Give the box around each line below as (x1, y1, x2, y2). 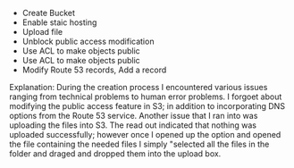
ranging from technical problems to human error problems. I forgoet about (9, 91, 282, 102)
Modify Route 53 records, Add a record (21, 64, 167, 75)
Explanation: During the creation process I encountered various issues (9, 82, 268, 92)
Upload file (21, 27, 63, 37)
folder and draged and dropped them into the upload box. (9, 148, 222, 159)
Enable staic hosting (21, 17, 97, 28)
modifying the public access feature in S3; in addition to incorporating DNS (9, 101, 286, 111)
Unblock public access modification (21, 36, 155, 46)
